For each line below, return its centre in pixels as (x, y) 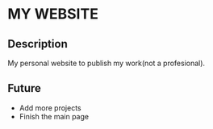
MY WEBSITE (53, 14)
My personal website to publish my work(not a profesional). (106, 63)
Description (38, 44)
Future (25, 88)
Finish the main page (54, 116)
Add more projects (50, 108)
